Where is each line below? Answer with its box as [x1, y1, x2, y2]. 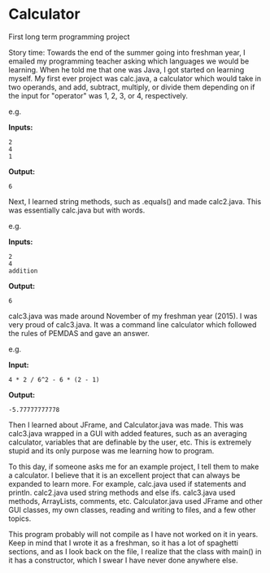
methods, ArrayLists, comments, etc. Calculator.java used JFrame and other [8, 496, 263, 505]
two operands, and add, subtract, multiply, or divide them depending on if [8, 82, 255, 92]
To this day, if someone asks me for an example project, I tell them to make [8, 461, 259, 471]
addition [8, 266, 38, 275]
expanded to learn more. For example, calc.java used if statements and [8, 479, 246, 488]
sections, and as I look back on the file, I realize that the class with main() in [8, 546, 262, 556]
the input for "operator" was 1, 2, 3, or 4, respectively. [8, 90, 189, 100]
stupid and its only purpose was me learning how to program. [8, 445, 215, 456]
